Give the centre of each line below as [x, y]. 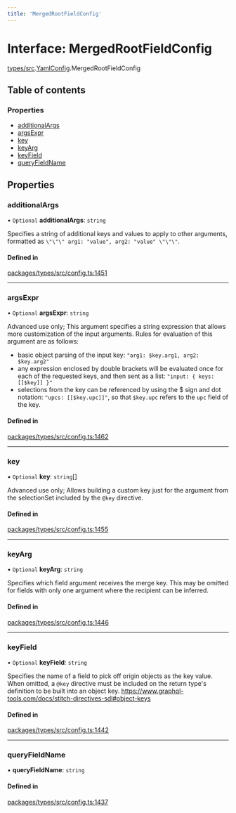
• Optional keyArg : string [45, 569]
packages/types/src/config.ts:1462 [58, 436]
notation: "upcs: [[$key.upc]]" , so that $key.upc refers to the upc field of [123, 397]
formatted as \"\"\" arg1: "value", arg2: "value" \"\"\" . [94, 241]
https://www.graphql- [152, 691]
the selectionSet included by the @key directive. [76, 497]
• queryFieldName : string [46, 770]
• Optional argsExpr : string [48, 313]
